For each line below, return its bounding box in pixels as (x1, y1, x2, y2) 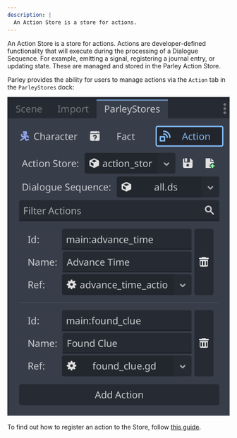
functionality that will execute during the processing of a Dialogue (7, 47, 199, 55)
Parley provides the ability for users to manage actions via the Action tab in (7, 75, 226, 84)
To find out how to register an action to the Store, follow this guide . (7, 422, 202, 431)
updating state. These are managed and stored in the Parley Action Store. (7, 61, 221, 70)
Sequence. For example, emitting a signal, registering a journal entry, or (7, 54, 215, 63)
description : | (7, 11, 52, 18)
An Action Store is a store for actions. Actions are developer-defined (7, 39, 206, 47)
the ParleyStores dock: (7, 83, 75, 91)
